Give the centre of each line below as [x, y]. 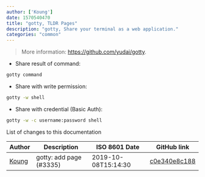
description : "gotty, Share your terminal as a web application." [92, 29]
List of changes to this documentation [54, 132]
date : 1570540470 [28, 18]
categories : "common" [34, 35]
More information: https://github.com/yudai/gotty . [84, 52]
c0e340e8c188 [173, 161]
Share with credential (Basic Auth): [59, 109]
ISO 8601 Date [118, 147]
